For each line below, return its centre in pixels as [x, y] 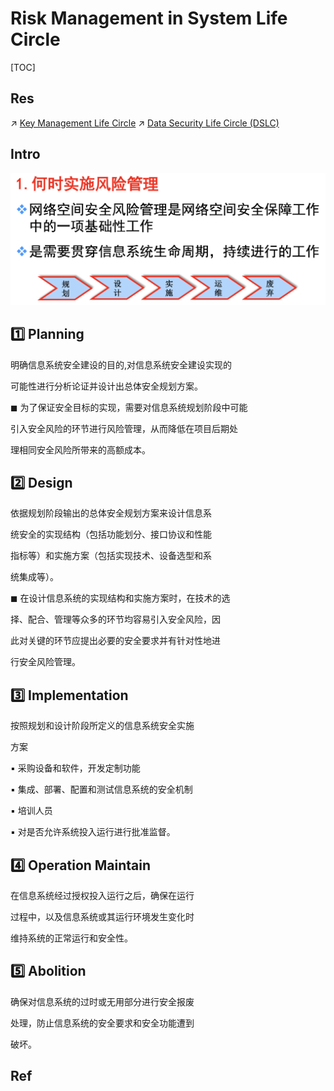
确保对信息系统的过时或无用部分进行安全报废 [102, 1001]
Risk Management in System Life [149, 18]
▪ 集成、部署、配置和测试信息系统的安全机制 [101, 789]
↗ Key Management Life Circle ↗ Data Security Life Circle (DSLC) [145, 123]
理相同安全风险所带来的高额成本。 [80, 449]
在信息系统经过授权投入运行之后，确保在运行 [102, 895]
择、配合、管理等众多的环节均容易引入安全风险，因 [115, 619]
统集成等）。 [34, 577]
